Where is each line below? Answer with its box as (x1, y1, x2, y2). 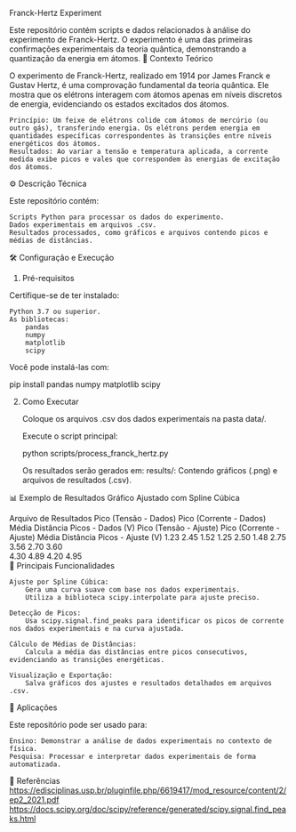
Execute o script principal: (21, 431, 118, 441)
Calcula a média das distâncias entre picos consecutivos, (25, 648, 249, 657)
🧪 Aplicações (9, 702, 58, 713)
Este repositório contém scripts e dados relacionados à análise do (9, 25, 251, 35)
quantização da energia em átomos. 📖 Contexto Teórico (9, 53, 213, 63)
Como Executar (21, 396, 79, 407)
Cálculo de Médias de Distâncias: (9, 640, 138, 649)
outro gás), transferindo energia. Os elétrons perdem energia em (9, 124, 260, 133)
